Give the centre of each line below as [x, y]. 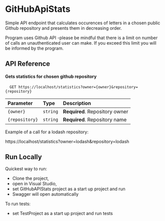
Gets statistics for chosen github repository [51, 76]
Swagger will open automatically [45, 194]
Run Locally [23, 157]
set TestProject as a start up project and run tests [62, 214]
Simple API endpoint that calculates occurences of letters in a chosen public [83, 23]
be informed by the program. [35, 48]
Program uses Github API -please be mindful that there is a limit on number [82, 38]
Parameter [20, 103]
